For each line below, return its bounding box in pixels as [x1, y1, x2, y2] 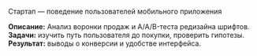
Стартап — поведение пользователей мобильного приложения [8, 7, 222, 16]
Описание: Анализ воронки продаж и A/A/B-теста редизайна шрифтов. [8, 22, 250, 31]
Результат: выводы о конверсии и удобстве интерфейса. [8, 39, 201, 48]
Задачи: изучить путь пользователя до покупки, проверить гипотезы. [8, 31, 244, 39]
